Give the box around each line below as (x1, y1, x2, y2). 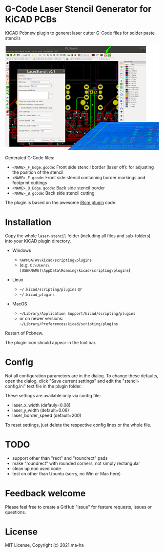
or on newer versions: (19, 315, 63, 321)
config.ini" (5, 383, 26, 389)
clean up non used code (12, 465, 61, 471)
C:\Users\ (30, 263, 50, 268)
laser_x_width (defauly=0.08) (12, 402, 71, 408)
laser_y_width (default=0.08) (12, 407, 69, 413)
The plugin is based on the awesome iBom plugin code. (5, 199, 117, 205)
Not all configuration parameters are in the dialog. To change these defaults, (5, 372, 159, 379)
